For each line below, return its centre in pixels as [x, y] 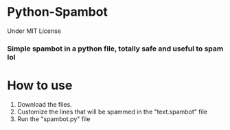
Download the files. [44, 104]
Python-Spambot [58, 12]
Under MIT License [34, 31]
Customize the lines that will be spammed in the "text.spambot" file [112, 112]
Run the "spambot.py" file [54, 119]
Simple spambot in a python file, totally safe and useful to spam [115, 49]
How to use [40, 86]
